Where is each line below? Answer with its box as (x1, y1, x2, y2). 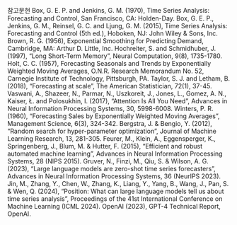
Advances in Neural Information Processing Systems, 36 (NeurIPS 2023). (7, 172, 221, 180)
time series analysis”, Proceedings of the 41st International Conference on (7, 195, 223, 203)
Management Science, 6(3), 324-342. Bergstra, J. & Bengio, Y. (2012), (7, 120, 212, 127)
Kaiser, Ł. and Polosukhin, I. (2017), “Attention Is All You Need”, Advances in (7, 97, 228, 105)
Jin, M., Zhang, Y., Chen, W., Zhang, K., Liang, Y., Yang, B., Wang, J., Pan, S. (7, 180, 229, 187)
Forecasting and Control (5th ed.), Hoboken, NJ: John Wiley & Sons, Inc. (7, 29, 218, 37)
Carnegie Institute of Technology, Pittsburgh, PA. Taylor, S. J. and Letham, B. (7, 74, 231, 83)
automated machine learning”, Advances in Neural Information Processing (7, 149, 223, 158)
